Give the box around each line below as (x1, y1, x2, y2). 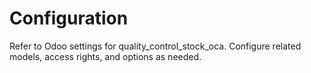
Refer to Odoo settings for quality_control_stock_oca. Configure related (9, 40, 302, 52)
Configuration (9, 7, 129, 30)
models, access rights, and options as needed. (9, 50, 202, 62)
